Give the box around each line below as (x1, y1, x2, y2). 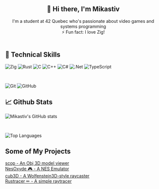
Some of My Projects (5, 147, 71, 155)
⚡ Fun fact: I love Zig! (61, 29, 105, 35)
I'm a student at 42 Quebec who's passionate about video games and (12, 18, 155, 24)
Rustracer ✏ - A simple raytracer (5, 178, 72, 184)
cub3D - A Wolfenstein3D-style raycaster (5, 173, 90, 179)
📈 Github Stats (5, 98, 53, 107)
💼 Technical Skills (5, 51, 61, 59)
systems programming (60, 23, 106, 29)
